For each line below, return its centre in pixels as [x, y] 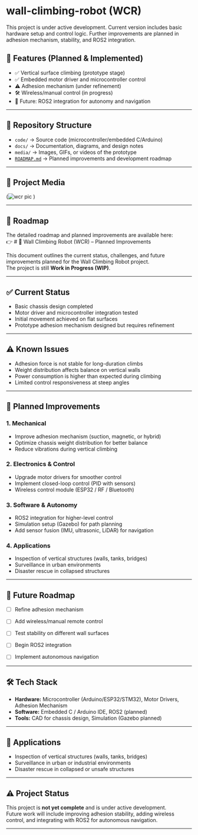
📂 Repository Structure [49, 125]
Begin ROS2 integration [43, 645]
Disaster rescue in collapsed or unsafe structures [74, 769]
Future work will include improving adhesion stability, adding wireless [90, 814]
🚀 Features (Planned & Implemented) [75, 58]
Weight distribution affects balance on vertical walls [77, 370]
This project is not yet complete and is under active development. [86, 807]
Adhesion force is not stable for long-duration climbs [79, 363]
